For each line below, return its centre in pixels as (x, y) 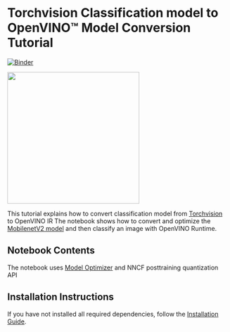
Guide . (17, 321)
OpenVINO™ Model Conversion (99, 28)
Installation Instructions (61, 297)
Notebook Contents (51, 251)
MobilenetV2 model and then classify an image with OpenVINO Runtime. (112, 228)
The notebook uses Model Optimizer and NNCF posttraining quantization (113, 267)
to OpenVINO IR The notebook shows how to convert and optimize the (109, 221)
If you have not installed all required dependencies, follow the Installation (113, 314)
